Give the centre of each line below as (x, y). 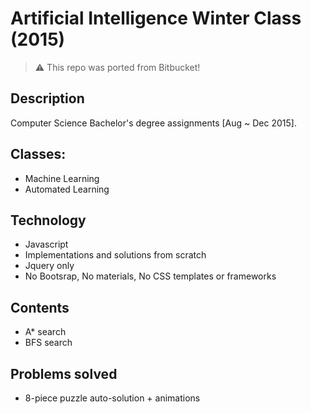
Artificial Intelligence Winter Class (156, 18)
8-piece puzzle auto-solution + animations (112, 398)
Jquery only (49, 266)
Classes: (38, 154)
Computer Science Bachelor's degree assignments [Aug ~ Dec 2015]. (153, 123)
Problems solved (64, 373)
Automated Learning (67, 189)
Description (47, 98)
